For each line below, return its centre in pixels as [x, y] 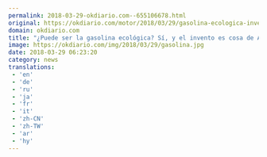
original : [25, 23]
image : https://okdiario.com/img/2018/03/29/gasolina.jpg [106, 45]
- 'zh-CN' [28, 119]
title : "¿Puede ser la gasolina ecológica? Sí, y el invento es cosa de [131, 38]
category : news [33, 60]
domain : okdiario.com [44, 30]
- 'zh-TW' [28, 126]
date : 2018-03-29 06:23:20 [53, 52]
